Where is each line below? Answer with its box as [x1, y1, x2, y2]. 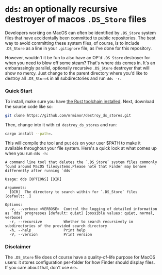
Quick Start [5, 87, 32, 94]
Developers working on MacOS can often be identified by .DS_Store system [5, 30, 156, 35]
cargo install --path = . [5, 131, 53, 137]
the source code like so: [5, 103, 53, 110]
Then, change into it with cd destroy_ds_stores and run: [5, 122, 117, 128]
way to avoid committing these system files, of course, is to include [5, 40, 140, 46]
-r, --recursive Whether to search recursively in [9, 219, 133, 224]
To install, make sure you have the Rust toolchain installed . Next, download [5, 99, 155, 104]
